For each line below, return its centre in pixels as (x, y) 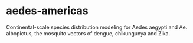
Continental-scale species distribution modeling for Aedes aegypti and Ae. (97, 27)
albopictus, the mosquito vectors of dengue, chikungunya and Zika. (88, 33)
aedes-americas (47, 11)
